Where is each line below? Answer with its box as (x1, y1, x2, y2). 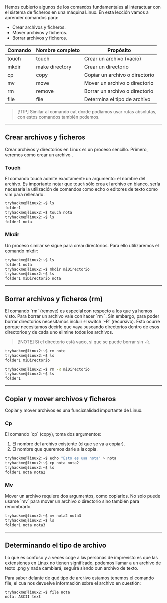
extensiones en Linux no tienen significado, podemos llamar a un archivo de (5, 560, 161, 566)
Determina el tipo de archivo (84, 96, 151, 103)
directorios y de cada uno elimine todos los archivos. (5, 329, 113, 335)
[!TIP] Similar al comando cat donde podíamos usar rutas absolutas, (17, 109, 157, 114)
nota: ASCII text (5, 594, 41, 599)
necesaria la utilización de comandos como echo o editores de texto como (5, 186, 158, 192)
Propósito (107, 47, 131, 54)
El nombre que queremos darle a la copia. (12, 446, 98, 452)
